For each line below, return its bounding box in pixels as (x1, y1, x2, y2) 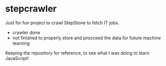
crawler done (12, 29, 40, 35)
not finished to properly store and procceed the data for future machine (12, 35, 161, 41)
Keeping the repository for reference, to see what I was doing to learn (5, 50, 150, 56)
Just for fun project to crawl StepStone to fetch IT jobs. (5, 20, 120, 26)
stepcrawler (5, 3, 57, 15)
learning (12, 40, 30, 46)
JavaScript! (5, 55, 29, 61)
